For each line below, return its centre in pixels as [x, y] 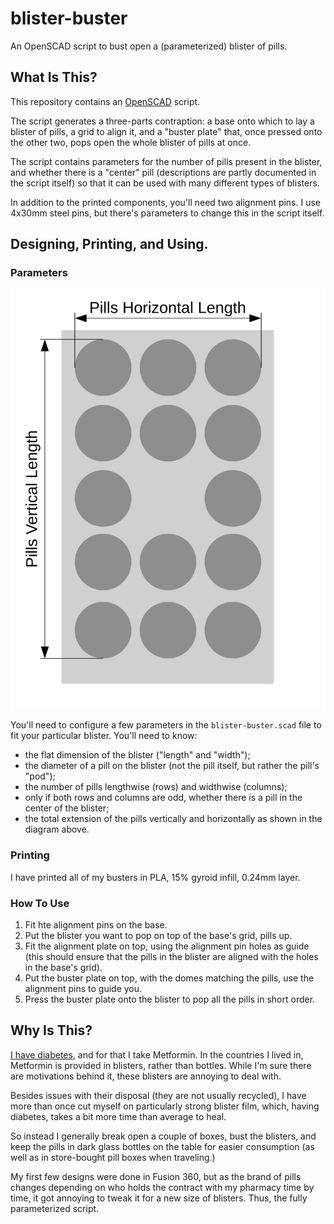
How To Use [40, 903]
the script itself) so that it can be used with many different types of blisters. [165, 183]
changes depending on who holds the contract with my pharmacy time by [162, 1187]
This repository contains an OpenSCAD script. [105, 101]
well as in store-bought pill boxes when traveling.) [113, 1157]
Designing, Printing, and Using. [109, 244]
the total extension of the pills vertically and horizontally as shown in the [173, 819]
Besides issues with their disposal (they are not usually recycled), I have [158, 1095]
